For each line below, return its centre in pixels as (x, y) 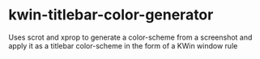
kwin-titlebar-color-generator (111, 15)
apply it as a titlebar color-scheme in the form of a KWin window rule (123, 45)
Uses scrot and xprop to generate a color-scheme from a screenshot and (130, 37)
